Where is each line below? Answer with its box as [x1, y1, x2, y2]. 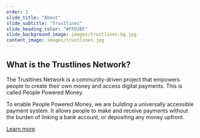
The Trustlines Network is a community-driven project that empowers [6, 75, 180, 83]
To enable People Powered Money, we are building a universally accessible [6, 100, 194, 108]
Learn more [6, 125, 35, 133]
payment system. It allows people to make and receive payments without [6, 107, 188, 114]
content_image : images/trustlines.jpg [6, 37, 104, 43]
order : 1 [6, 9, 28, 15]
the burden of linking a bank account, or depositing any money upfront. [6, 113, 185, 120]
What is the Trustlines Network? [6, 60, 131, 70]
